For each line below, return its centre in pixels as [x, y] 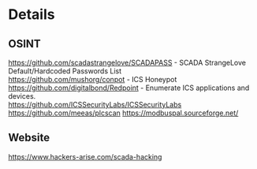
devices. [22, 96]
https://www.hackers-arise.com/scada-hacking [85, 156]
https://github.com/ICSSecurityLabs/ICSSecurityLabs [95, 105]
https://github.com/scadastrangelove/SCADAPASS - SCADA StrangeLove [127, 62]
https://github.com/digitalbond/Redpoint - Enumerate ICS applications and [129, 88]
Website [29, 138]
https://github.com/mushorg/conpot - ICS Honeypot [93, 79]
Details [32, 15]
